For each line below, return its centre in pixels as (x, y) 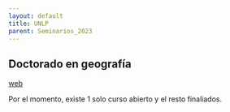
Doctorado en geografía (70, 64)
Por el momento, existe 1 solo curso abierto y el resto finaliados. (115, 99)
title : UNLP (28, 24)
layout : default (36, 16)
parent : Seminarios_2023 (50, 31)
